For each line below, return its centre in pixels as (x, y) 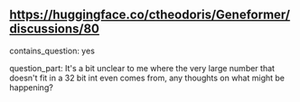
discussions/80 (55, 29)
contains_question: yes (52, 51)
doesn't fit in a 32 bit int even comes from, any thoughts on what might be (147, 78)
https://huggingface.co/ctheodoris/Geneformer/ (150, 15)
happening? (32, 87)
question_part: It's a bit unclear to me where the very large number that (142, 68)
